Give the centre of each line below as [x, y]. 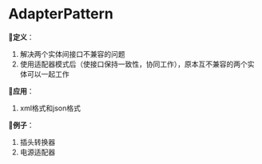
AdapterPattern [61, 14]
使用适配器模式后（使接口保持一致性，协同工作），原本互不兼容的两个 [133, 64]
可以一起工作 [48, 74]
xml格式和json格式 [50, 108]
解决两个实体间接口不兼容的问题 [72, 54]
